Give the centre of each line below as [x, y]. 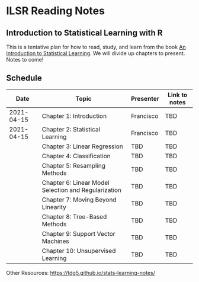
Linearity [54, 207]
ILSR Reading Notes [56, 11]
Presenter [145, 98]
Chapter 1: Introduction [74, 116]
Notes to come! [25, 60]
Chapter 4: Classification [76, 156]
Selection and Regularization [82, 190]
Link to [178, 95]
